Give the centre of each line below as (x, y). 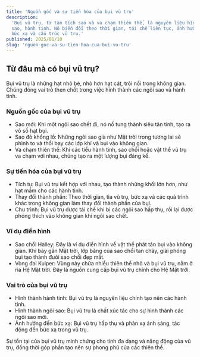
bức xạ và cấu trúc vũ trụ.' (48, 34)
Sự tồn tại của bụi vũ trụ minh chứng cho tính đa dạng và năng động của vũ (99, 341)
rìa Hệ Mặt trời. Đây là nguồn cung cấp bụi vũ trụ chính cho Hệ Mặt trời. (102, 270)
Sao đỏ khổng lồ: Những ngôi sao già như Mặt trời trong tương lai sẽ (98, 137)
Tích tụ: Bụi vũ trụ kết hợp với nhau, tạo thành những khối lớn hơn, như (101, 184)
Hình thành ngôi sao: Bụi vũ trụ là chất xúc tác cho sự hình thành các (99, 311)
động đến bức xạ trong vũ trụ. (51, 329)
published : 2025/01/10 (34, 39)
